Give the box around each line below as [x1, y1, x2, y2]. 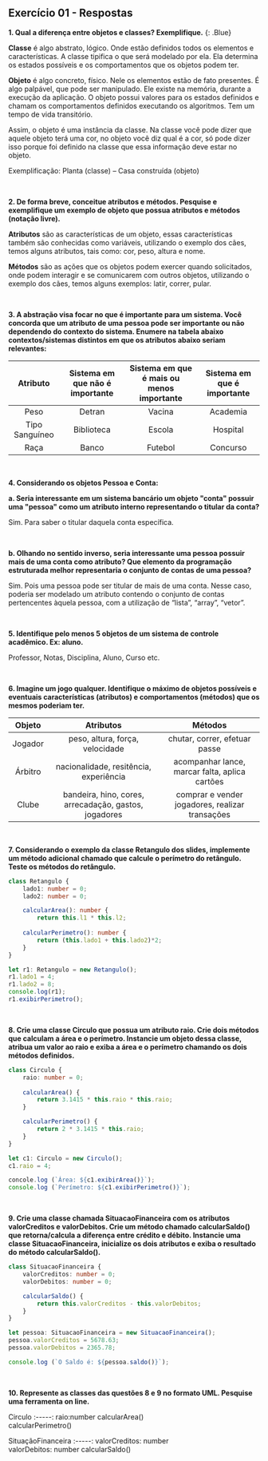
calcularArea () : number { [22, 907, 109, 915]
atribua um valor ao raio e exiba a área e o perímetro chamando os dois [8, 1042, 247, 1051]
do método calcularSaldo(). [8, 1248, 101, 1257]
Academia [209, 406, 247, 417]
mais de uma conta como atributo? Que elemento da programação [8, 557, 232, 566]
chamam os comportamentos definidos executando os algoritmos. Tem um [8, 101, 255, 110]
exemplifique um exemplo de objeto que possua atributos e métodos [8, 205, 241, 215]
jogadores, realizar [174, 799, 245, 810]
